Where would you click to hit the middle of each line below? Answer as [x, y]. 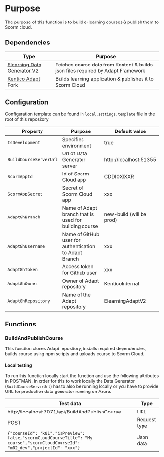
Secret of [73, 188]
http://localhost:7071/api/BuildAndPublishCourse [64, 412]
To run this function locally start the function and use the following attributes [82, 376]
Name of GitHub [81, 234]
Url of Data [75, 153]
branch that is [78, 214]
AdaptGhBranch [24, 217]
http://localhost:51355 [130, 159]
